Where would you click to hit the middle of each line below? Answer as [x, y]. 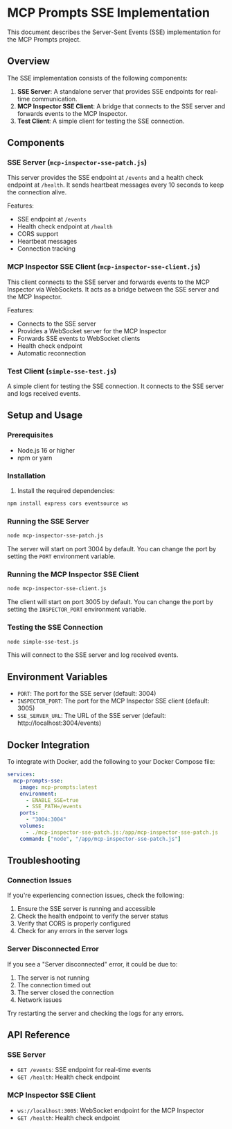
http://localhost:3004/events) [59, 723]
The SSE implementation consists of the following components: [98, 78]
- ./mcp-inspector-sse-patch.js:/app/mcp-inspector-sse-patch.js [122, 832]
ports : [29, 813]
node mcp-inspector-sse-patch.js [55, 536]
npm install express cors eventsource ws [68, 504]
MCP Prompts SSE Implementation [108, 13]
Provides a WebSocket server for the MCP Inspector [92, 331]
